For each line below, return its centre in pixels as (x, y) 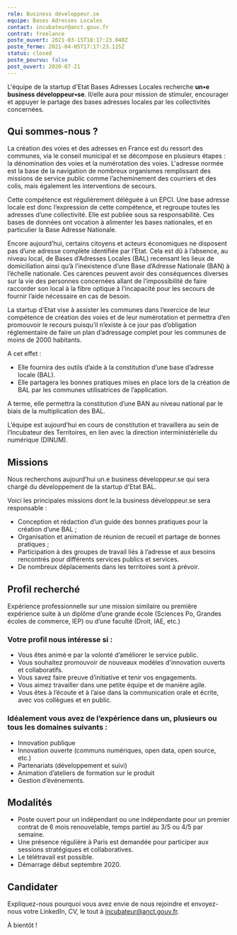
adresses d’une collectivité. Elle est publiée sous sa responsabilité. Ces (111, 215)
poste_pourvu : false (38, 60)
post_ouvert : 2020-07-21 (44, 67)
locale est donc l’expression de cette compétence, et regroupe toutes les (114, 207)
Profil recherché (44, 589)
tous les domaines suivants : (57, 728)
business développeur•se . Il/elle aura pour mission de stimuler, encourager (118, 94)
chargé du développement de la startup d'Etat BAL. (82, 487)
